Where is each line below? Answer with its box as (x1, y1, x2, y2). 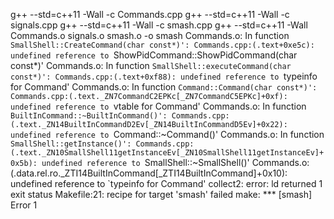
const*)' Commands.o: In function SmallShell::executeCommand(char (10, 60, 292, 71)
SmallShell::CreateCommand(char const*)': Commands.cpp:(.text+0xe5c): (10, 40, 315, 50)
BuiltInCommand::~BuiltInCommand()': (10, 111, 168, 121)
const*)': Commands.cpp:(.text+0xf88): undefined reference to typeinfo (10, 70, 318, 82)
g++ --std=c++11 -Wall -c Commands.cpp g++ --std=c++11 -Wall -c (10, 9, 290, 20)
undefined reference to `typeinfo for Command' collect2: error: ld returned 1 (10, 178, 323, 189)
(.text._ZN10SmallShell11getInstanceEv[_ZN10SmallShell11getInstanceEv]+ (10, 148, 325, 158)
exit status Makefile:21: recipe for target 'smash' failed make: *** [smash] (10, 189, 313, 200)
